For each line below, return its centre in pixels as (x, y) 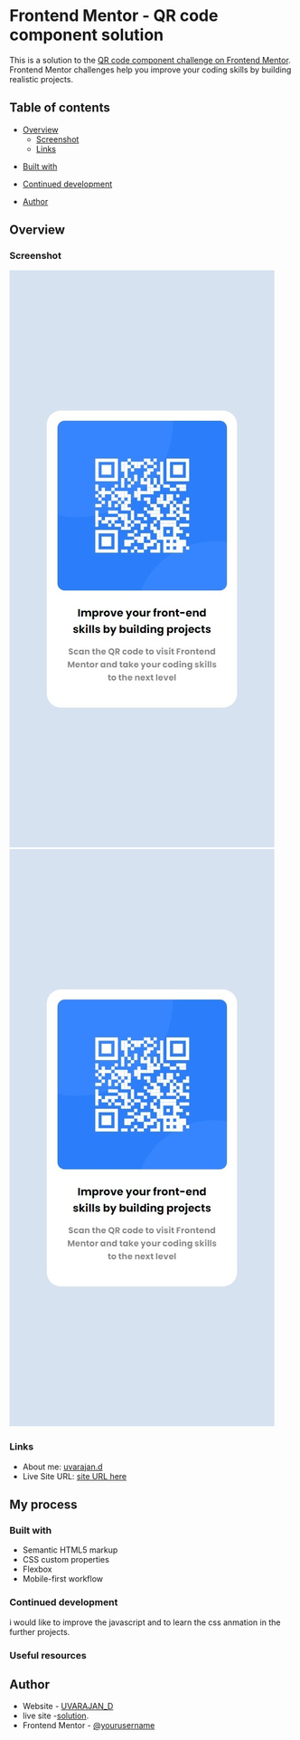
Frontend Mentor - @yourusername (89, 1726)
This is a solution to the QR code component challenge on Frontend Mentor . (150, 60)
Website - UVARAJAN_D (68, 1707)
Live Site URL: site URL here (75, 1476)
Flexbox (37, 1569)
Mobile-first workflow (63, 1579)
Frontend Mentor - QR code (114, 16)
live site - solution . (56, 1716)
